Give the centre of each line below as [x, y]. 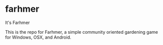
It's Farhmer [18, 22]
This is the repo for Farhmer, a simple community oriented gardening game [82, 32]
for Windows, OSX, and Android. [38, 37]
